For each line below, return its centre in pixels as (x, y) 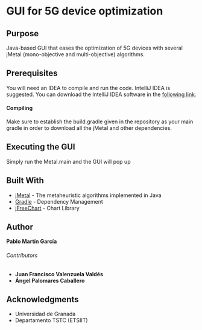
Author (20, 227)
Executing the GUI (41, 147)
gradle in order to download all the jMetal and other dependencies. (89, 128)
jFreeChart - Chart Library (47, 208)
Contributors (22, 256)
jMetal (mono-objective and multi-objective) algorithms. (75, 54)
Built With (25, 180)
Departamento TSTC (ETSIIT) (52, 320)
